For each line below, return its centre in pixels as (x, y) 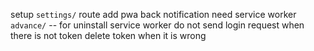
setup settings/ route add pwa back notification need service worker (153, 14)
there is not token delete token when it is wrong (108, 35)
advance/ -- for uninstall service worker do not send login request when (157, 25)
